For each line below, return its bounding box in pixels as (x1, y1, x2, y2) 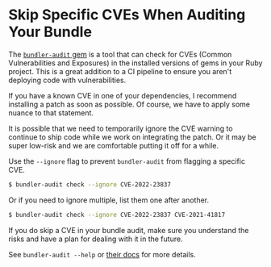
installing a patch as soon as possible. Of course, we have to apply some (8, 99, 251, 109)
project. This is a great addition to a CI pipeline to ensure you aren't (8, 66, 232, 76)
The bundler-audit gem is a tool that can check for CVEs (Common (8, 49, 232, 59)
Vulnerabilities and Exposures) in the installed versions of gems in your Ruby (8, 58, 263, 68)
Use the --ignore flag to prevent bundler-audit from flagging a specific (8, 156, 246, 166)
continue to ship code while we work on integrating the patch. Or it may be (8, 131, 256, 142)
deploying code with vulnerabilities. (8, 75, 127, 85)
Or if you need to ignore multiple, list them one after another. (8, 195, 210, 205)
